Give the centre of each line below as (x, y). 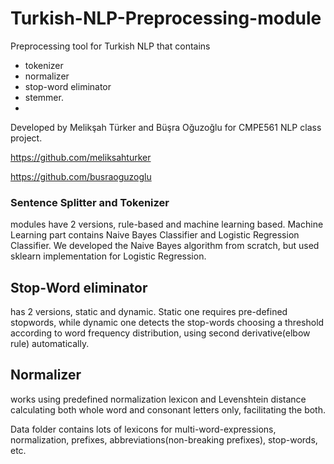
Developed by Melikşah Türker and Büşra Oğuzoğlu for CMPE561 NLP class (166, 127)
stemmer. (44, 97)
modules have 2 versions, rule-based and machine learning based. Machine (167, 224)
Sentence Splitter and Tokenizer (90, 202)
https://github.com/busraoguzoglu (81, 176)
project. (26, 138)
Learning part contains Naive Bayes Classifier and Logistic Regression (155, 235)
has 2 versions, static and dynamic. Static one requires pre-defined (149, 312)
